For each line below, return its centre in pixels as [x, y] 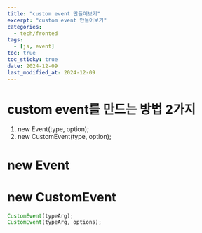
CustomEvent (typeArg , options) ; [54, 222]
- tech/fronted [36, 33]
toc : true [22, 53]
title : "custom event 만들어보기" [54, 14]
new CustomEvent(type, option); [64, 137]
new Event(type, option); [53, 129]
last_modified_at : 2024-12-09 [52, 72]
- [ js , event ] [34, 46]
